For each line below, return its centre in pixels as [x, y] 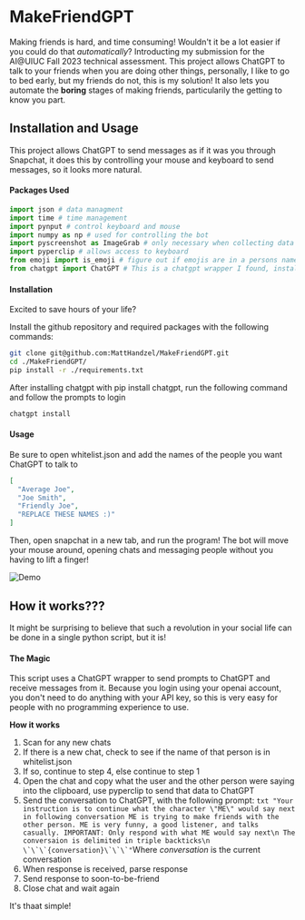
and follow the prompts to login [68, 397]
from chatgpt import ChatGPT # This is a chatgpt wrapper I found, [140, 269]
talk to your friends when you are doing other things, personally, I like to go [150, 71]
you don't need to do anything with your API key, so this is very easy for [144, 697]
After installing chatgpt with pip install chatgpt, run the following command [148, 387]
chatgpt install [40, 414]
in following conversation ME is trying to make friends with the [151, 817]
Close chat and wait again [71, 888]
